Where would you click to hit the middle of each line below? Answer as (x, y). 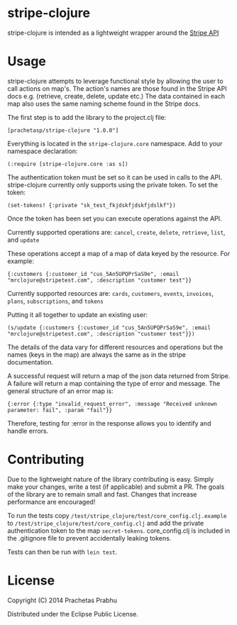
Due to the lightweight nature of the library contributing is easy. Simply (111, 479)
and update (23, 240)
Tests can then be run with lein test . (62, 552)
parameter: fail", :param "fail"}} (60, 410)
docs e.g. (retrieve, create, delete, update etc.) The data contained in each (116, 96)
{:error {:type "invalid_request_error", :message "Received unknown (112, 404)
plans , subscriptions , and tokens (56, 301)
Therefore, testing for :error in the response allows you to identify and (109, 423)
